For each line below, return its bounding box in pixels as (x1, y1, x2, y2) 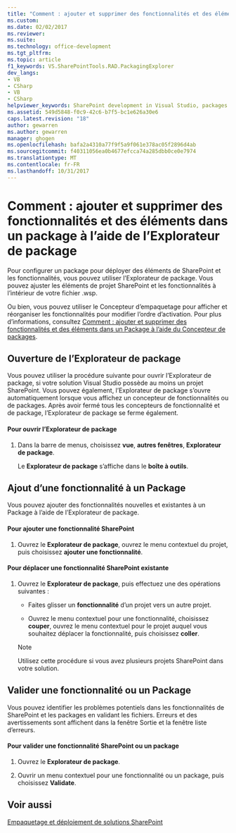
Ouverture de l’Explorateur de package (7, 352, 181, 364)
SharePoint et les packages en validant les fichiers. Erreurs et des (7, 710, 198, 719)
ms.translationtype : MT (7, 154, 77, 162)
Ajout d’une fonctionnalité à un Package (7, 482, 186, 494)
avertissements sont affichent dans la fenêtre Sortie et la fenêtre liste (7, 718, 207, 727)
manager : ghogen (7, 135, 55, 142)
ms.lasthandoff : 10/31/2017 (7, 167, 90, 175)
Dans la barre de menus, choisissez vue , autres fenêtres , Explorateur (17, 440, 221, 449)
